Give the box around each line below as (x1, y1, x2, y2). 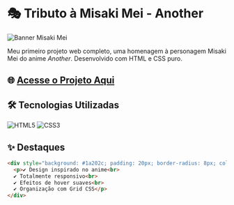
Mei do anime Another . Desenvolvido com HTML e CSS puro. (7, 54, 183, 63)
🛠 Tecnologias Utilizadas (7, 99, 120, 111)
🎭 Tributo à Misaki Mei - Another (7, 6, 204, 22)
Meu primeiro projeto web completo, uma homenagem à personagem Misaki (7, 47, 226, 55)
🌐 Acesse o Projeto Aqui (7, 75, 115, 86)
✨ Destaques (7, 141, 65, 153)
